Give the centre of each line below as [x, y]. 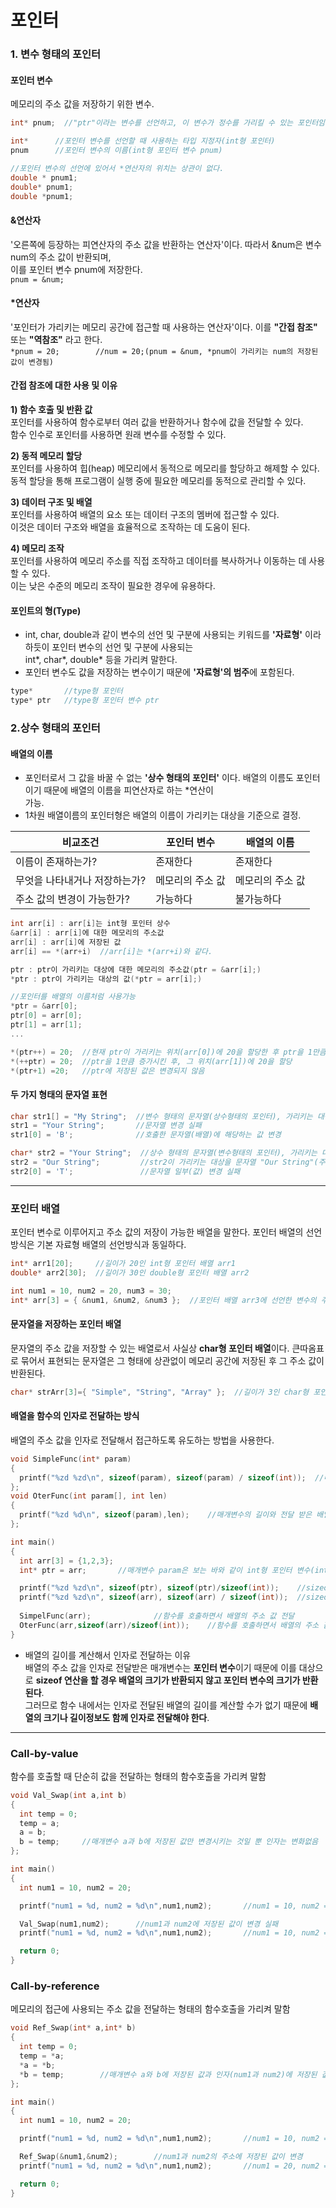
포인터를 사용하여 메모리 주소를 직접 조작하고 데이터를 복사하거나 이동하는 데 [158, 561]
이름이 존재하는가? [56, 862]
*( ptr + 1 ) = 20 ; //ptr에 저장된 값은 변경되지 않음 [107, 1071]
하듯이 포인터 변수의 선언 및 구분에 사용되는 [109, 647]
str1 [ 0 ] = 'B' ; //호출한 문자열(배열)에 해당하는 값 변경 [146, 1135]
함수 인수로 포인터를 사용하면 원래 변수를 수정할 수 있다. [118, 435]
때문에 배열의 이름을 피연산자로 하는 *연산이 [128, 790]
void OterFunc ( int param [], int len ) [89, 1496]
